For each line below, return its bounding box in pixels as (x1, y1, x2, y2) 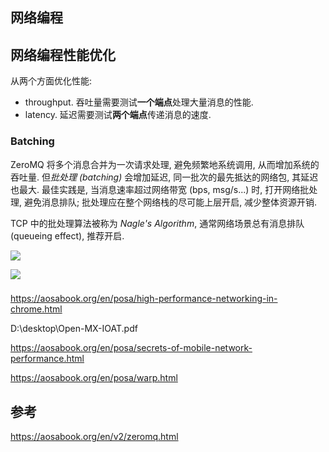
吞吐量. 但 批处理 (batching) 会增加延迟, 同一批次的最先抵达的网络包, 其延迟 (10, 171, 319, 183)
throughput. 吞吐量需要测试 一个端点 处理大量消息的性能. (24, 96, 254, 108)
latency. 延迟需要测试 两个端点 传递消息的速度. (24, 109, 212, 121)
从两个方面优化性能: (10, 75, 93, 87)
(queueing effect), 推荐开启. (10, 229, 125, 242)
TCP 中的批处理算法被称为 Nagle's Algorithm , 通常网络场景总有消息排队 (10, 217, 305, 229)
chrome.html (10, 303, 63, 315)
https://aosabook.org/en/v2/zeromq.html (10, 431, 179, 443)
